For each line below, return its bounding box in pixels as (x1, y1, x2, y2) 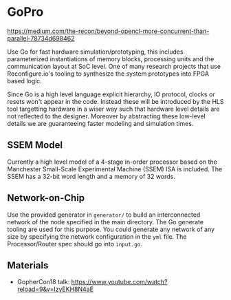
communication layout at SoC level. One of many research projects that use (7, 62, 221, 70)
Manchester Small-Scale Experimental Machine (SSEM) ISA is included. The (7, 164, 223, 173)
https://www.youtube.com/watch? (71, 278, 168, 286)
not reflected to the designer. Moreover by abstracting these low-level (7, 111, 206, 120)
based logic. (7, 76, 43, 85)
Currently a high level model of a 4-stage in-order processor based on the (7, 158, 218, 166)
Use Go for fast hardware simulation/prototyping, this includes (7, 47, 184, 56)
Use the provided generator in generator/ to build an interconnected (7, 211, 201, 219)
